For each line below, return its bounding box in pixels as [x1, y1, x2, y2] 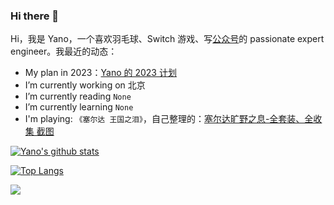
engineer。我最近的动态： [10, 45, 118, 58]
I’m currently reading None [24, 90, 132, 103]
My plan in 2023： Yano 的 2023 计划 [24, 67, 177, 79]
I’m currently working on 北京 [24, 79, 146, 91]
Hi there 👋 [10, 9, 60, 23]
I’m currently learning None [24, 101, 134, 113]
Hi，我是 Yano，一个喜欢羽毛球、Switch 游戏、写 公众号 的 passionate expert [10, 33, 325, 45]
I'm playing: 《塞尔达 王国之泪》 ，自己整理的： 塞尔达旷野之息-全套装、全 [24, 113, 314, 125]
